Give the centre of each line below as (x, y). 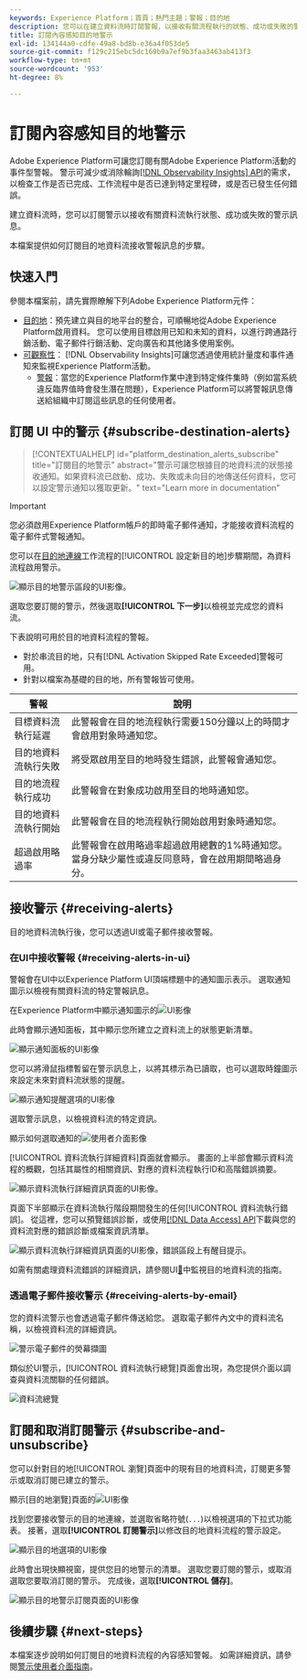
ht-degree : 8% (37, 78)
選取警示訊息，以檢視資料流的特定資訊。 (85, 1119)
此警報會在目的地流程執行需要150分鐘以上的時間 (176, 722)
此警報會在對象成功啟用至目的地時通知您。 (163, 790)
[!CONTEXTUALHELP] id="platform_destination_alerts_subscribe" (155, 455)
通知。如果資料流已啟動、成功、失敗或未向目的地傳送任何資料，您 (164, 476)
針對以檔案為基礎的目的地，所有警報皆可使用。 (111, 679)
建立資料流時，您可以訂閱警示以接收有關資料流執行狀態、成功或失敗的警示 (149, 214)
